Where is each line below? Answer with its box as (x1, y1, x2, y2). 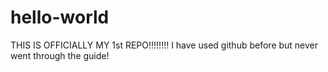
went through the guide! (10, 49, 110, 61)
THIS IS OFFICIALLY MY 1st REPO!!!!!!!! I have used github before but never (10, 39, 319, 51)
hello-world (10, 6, 110, 29)
